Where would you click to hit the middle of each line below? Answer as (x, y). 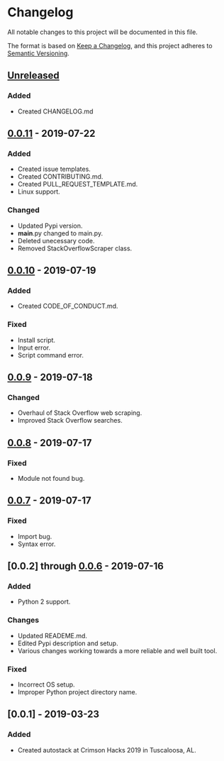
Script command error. (50, 355)
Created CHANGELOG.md (55, 111)
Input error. (34, 348)
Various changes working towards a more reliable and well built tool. (117, 650)
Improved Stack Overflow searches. (70, 421)
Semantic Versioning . (38, 53)
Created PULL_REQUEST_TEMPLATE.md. (78, 184)
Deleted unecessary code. (56, 240)
